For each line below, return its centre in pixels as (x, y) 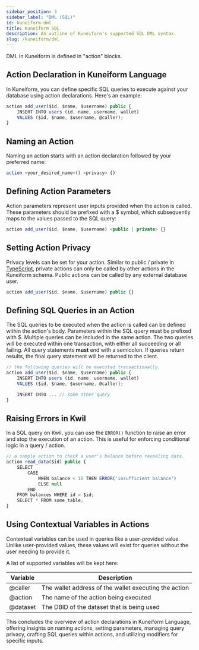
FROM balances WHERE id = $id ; (56, 495)
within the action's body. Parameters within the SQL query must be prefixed (99, 331)
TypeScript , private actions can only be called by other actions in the (90, 269)
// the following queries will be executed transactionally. (83, 367)
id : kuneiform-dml (29, 23)
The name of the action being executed (96, 597)
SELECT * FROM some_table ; (50, 501)
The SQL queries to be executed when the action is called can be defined (96, 325)
